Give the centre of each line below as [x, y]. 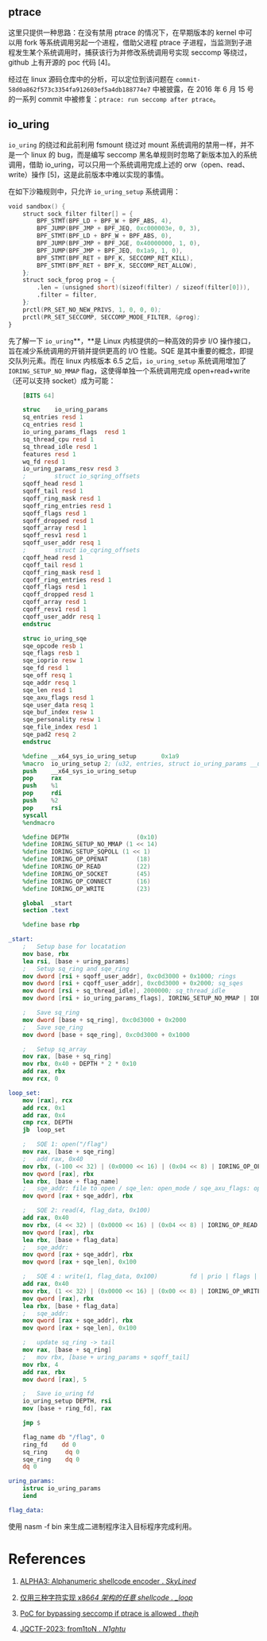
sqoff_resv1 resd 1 [55, 536]
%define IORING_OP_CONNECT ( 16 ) [87, 881]
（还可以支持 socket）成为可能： [62, 381]
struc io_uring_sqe [55, 638]
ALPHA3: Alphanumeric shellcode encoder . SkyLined [108, 1581]
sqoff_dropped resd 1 [58, 521]
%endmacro [39, 822]
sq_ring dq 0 [51, 1452]
